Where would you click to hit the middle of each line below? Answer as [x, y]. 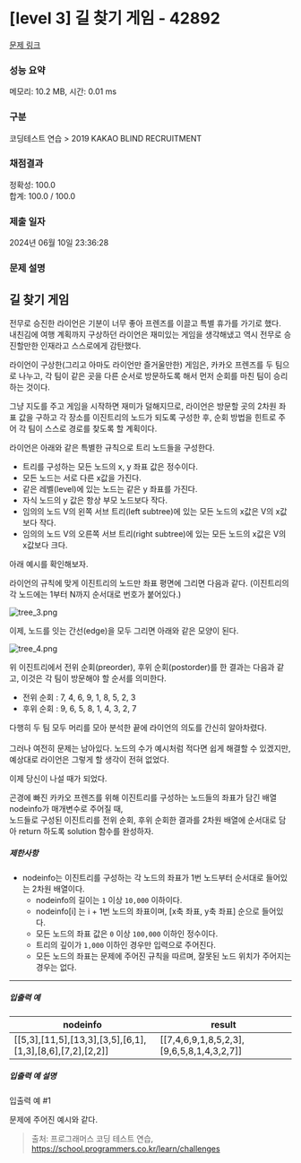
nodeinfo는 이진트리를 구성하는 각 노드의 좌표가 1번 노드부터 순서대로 [143, 877]
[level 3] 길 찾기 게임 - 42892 [115, 18]
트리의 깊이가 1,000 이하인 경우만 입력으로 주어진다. [126, 944]
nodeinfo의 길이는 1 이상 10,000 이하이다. [109, 900]
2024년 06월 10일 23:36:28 [59, 243]
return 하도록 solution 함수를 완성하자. [86, 831]
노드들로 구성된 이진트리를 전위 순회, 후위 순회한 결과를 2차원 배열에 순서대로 [143, 820]
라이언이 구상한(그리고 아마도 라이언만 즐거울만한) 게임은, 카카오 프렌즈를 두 [141, 365]
